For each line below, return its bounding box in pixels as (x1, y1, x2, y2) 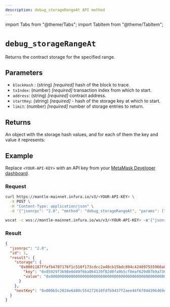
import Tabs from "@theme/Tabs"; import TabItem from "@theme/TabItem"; (5, 21, 163, 27)
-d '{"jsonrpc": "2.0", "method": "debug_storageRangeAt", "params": (10, 208, 159, 213)
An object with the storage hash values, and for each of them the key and (5, 131, 158, 138)
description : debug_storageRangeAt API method (5, 7, 105, 13)
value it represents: (5, 137, 46, 143)
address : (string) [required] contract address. (12, 93, 106, 99)
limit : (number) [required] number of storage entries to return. (12, 103, 144, 109)
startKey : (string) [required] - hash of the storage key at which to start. (12, 98, 161, 104)
